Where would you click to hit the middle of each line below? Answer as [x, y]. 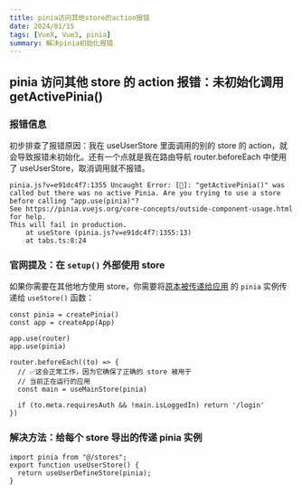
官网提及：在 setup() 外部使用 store [87, 265]
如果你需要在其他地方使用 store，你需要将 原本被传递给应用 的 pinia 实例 [144, 287]
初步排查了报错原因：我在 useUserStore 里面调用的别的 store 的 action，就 [148, 145]
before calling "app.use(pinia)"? [75, 201]
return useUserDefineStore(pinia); [85, 473]
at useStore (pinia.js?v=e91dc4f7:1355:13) [109, 233]
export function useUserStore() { [75, 465]
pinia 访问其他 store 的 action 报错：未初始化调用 [147, 82]
